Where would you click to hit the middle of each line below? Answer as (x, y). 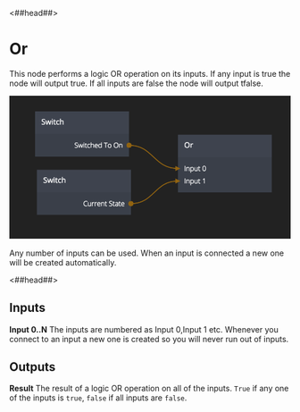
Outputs (33, 367)
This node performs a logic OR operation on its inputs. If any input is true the (150, 73)
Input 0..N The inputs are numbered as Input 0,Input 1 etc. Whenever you (144, 329)
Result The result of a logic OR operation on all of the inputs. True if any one (149, 389)
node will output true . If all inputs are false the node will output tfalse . (136, 83)
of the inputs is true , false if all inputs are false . (98, 398)
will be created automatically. (63, 262)
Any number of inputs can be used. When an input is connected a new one (147, 253)
